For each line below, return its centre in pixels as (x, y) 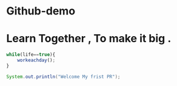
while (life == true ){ (31, 55)
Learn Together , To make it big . (89, 39)
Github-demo (41, 11)
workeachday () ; (36, 60)
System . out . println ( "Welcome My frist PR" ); (63, 76)
